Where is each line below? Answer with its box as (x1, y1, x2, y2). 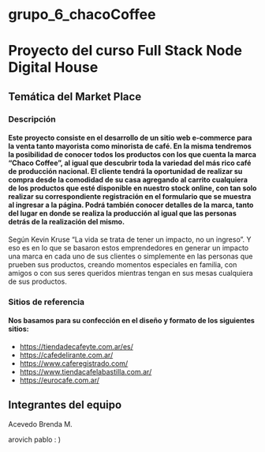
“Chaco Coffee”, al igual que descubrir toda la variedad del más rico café (8, 158, 252, 168)
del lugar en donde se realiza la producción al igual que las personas (8, 209, 237, 218)
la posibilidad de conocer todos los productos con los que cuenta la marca (8, 150, 256, 160)
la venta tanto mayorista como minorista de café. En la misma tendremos (8, 141, 252, 151)
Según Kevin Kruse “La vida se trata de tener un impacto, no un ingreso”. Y (8, 235, 252, 244)
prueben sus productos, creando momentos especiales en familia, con (8, 259, 237, 269)
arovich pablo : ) (8, 435, 62, 444)
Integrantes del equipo (8, 398, 122, 412)
